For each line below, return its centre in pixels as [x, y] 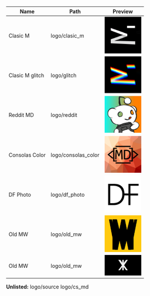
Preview [123, 11]
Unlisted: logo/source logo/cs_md [47, 287]
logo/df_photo [68, 194]
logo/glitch [64, 75]
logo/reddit [64, 115]
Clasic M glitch [26, 75]
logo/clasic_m [67, 35]
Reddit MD [21, 115]
